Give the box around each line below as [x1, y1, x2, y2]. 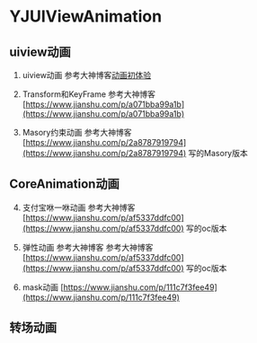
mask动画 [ [22, 281, 65, 293]
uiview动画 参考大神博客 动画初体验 [22, 70, 152, 80]
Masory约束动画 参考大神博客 [22, 128, 132, 137]
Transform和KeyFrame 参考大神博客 [22, 89, 155, 100]
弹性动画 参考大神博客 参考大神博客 [22, 242, 154, 252]
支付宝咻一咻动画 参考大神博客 [22, 202, 136, 213]
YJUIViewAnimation [9, 6, 163, 27]
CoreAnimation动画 [9, 177, 120, 192]
